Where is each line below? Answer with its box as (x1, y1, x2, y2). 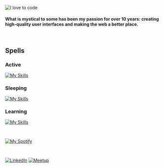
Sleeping (5, 84, 27, 91)
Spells (5, 46, 25, 55)
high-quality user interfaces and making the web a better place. (5, 21, 139, 27)
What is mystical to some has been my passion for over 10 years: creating (5, 16, 159, 22)
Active (5, 61, 21, 68)
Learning (5, 108, 27, 115)
